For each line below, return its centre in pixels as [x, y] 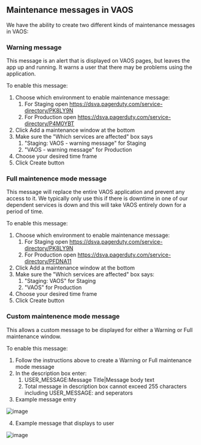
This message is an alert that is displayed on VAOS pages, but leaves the [98, 61]
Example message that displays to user [65, 423]
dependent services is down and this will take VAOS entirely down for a [96, 205]
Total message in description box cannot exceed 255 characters [105, 386]
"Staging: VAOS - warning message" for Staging [85, 143]
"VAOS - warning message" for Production [78, 150]
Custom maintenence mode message [63, 317]
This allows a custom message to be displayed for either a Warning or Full [100, 330]
